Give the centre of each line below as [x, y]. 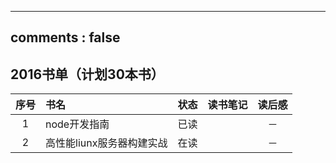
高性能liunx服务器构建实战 [106, 143]
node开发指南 [77, 124]
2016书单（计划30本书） [87, 74]
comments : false [65, 37]
